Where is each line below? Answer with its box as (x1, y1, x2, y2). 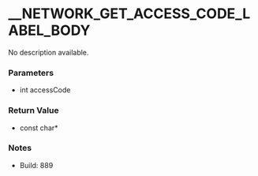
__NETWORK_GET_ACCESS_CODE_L (8, 5, 251, 23)
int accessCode (19, 85, 71, 95)
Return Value (8, 105, 59, 116)
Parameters (8, 67, 54, 78)
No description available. (8, 47, 89, 57)
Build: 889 (19, 160, 54, 170)
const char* (19, 123, 58, 133)
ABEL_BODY (8, 21, 91, 39)
